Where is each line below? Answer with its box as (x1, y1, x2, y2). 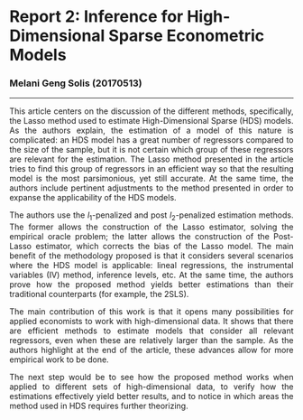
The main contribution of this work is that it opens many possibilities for (9, 306, 294, 317)
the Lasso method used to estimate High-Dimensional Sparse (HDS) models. (9, 116, 294, 126)
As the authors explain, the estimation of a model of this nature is (9, 125, 294, 136)
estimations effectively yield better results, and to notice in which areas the (9, 391, 294, 402)
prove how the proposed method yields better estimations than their (9, 279, 294, 290)
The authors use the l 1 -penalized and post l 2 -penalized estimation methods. (9, 210, 294, 223)
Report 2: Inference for (9, 6, 184, 27)
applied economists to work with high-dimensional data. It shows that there (9, 316, 294, 327)
